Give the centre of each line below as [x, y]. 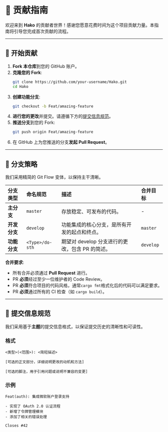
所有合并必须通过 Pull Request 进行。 [51, 273]
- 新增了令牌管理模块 [24, 412]
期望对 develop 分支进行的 [92, 242]
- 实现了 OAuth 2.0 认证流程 [33, 407]
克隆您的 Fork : [27, 72]
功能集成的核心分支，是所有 [94, 225]
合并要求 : [15, 262]
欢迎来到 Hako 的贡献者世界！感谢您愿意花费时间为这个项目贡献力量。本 [80, 25]
